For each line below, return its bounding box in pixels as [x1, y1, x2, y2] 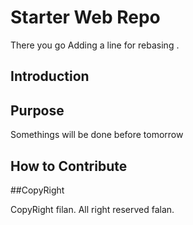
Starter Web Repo [10, 6, 161, 29]
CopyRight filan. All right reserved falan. [10, 203, 175, 215]
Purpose [10, 102, 65, 119]
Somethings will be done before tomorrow [10, 129, 184, 141]
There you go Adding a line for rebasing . [10, 39, 180, 51]
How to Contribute [10, 157, 128, 175]
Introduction [10, 68, 90, 85]
